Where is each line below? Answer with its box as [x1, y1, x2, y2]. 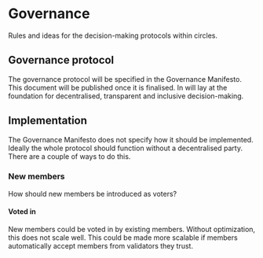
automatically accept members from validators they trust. [8, 241, 194, 251]
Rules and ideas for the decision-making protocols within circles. [8, 31, 218, 40]
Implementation [8, 114, 88, 127]
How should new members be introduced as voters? [8, 189, 177, 198]
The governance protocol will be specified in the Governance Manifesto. [8, 74, 242, 83]
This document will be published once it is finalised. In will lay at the [8, 83, 228, 92]
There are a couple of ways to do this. [8, 151, 131, 161]
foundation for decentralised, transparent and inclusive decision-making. [8, 91, 244, 101]
